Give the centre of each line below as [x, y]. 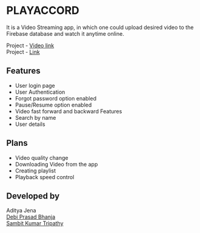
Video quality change [42, 157]
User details [30, 124]
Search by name [35, 117]
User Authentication [40, 92]
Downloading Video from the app [56, 164]
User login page [35, 85]
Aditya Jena [21, 211]
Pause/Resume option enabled [53, 105]
